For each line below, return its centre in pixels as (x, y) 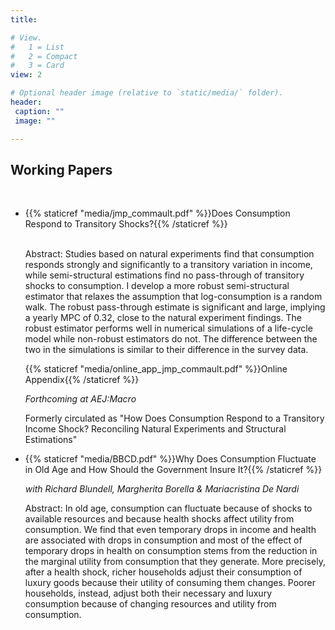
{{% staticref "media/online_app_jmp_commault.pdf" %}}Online (156, 369)
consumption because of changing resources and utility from (150, 604)
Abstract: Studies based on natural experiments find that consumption (169, 254)
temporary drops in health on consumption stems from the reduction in (171, 551)
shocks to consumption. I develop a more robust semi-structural (157, 286)
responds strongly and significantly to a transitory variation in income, (168, 265)
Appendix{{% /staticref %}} (82, 380)
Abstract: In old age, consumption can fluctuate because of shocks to (168, 508)
